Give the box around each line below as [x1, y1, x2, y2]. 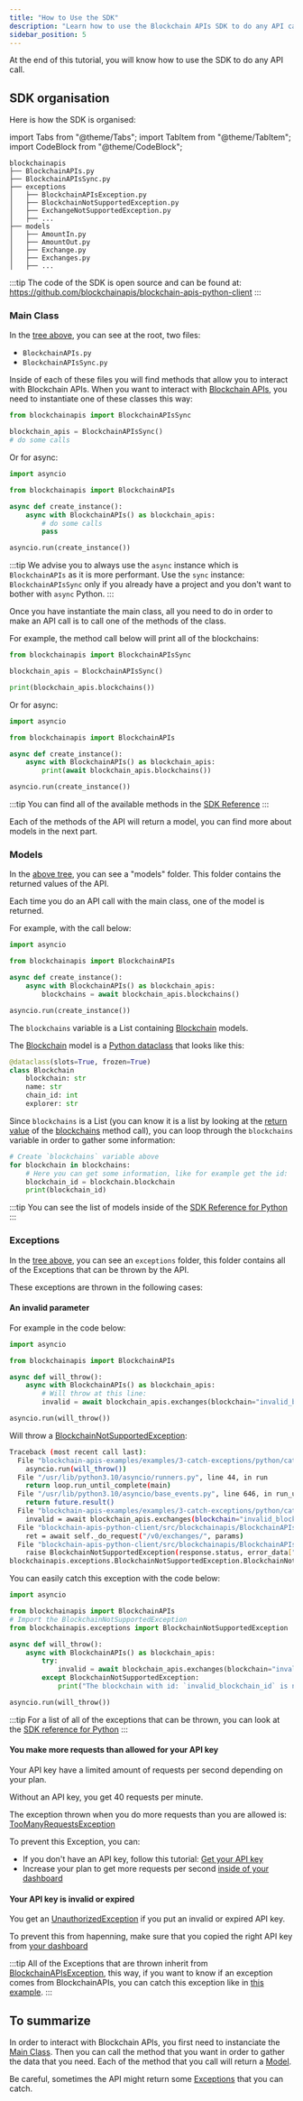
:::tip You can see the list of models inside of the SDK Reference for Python [9, 1202, 289, 1213]
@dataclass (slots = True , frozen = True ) [9, 1057, 151, 1066]
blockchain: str [25, 1074, 87, 1083]
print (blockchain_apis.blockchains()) [9, 683, 155, 692]
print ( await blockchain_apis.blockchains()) [41, 766, 212, 776]
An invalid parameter [9, 1303, 90, 1313]
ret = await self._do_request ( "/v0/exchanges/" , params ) [25, 1531, 244, 1541]
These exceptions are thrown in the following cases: [9, 1282, 203, 1293]
